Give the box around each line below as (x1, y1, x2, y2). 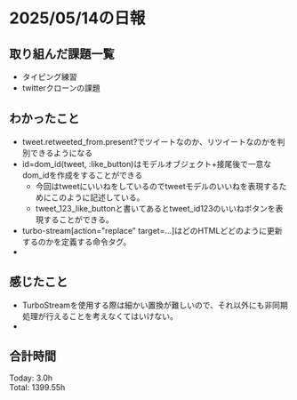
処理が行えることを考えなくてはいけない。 (21, 310, 178, 321)
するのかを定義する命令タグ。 (21, 236, 132, 247)
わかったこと (9, 111, 80, 126)
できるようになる (29, 148, 93, 158)
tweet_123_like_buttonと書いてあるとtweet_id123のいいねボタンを (35, 203, 276, 213)
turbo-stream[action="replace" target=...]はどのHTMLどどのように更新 (21, 225, 283, 236)
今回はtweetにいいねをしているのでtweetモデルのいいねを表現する (35, 180, 279, 191)
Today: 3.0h (9, 372, 53, 383)
